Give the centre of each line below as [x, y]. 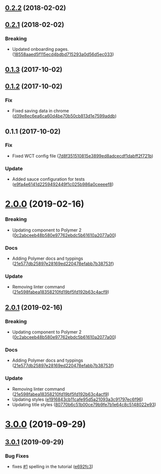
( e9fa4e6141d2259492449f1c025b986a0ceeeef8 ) [63, 185]
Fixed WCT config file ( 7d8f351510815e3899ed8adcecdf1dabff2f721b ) [83, 156]
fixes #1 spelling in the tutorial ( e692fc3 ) [53, 467]
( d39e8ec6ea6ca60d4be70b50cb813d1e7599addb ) [64, 116]
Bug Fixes [17, 456]
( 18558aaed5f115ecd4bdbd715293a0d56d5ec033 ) [63, 54]
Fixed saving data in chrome [40, 111]
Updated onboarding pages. [40, 49]
